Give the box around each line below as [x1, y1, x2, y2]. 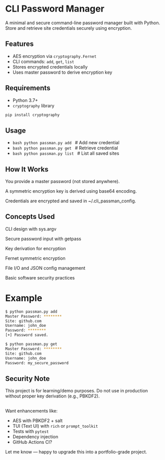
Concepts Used [5, 212, 55, 221]
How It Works [5, 165, 49, 174]
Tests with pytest [12, 428, 49, 434]
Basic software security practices [5, 274, 75, 280]
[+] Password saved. [5, 332, 49, 338]
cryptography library [12, 102, 54, 108]
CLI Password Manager [5, 3, 104, 15]
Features [5, 40, 34, 48]
